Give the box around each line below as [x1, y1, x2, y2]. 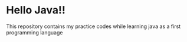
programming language [6, 29, 63, 36]
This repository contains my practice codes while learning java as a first [6, 23, 181, 30]
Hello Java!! [6, 3, 66, 17]
